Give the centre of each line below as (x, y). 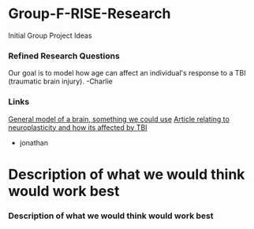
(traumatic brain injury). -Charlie (60, 81)
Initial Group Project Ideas (50, 35)
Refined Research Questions (64, 56)
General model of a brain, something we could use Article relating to (119, 119)
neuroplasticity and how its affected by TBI (78, 127)
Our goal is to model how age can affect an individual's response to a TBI (127, 73)
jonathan (34, 142)
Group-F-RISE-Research (90, 14)
